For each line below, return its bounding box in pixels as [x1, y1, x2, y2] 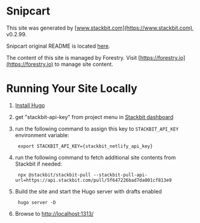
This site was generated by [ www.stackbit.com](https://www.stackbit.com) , [6, 24, 194, 31]
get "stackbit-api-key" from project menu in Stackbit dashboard [14, 113, 173, 120]
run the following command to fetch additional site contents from [14, 154, 176, 161]
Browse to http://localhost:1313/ [14, 210, 94, 217]
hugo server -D [17, 199, 56, 205]
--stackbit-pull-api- [93, 172, 148, 178]
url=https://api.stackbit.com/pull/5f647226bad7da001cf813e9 [14, 177, 172, 183]
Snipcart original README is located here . [6, 42, 110, 50]
